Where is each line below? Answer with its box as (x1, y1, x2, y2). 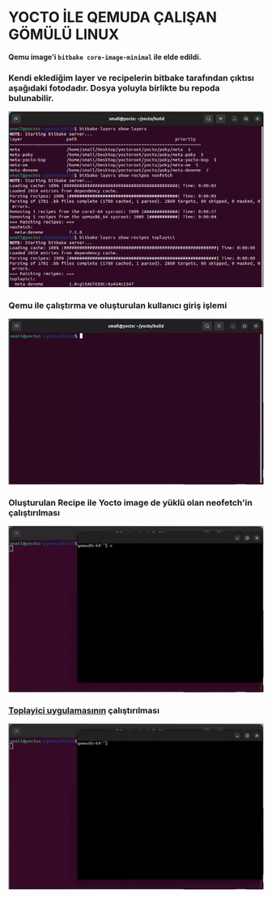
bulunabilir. (8, 92, 54, 104)
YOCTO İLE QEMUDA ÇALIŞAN (8, 8, 217, 27)
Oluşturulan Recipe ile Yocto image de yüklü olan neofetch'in (8, 498, 253, 509)
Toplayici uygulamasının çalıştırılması (8, 705, 160, 716)
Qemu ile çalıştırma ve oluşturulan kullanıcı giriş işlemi (8, 299, 227, 311)
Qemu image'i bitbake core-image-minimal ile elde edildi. (8, 52, 202, 61)
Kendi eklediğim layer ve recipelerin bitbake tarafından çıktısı (8, 72, 255, 83)
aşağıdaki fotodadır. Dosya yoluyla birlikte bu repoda (8, 82, 220, 93)
